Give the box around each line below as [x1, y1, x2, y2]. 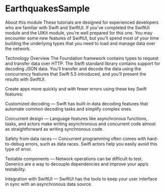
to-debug [5, 141, 25, 146]
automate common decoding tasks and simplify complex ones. [5, 106, 132, 112]
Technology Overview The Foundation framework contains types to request [5, 55, 159, 61]
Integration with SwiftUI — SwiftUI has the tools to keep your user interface [5, 176, 158, 182]
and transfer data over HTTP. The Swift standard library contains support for [5, 60, 161, 66]
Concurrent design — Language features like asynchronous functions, [5, 115, 148, 121]
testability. [5, 166, 26, 172]
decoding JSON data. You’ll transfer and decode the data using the [5, 65, 141, 72]
